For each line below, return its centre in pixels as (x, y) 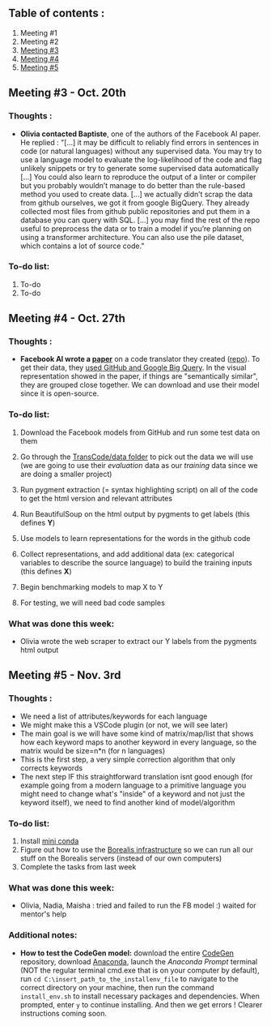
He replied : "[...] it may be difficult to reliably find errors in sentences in (140, 142)
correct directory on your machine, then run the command (117, 987)
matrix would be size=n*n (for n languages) (93, 750)
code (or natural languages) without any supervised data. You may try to (141, 151)
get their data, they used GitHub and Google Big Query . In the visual (133, 367)
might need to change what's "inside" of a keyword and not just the (132, 793)
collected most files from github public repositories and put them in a (135, 211)
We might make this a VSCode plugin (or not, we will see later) (124, 724)
